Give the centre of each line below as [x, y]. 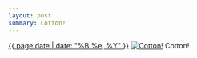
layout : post [30, 15]
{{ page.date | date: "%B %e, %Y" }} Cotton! [99, 45]
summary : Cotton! [37, 23]
